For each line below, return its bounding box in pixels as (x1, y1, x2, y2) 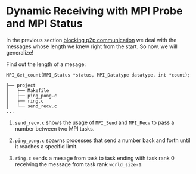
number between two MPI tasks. (14, 125, 95, 132)
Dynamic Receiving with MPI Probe (6, 4, 183, 18)
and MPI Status (6, 17, 83, 30)
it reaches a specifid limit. (14, 143, 79, 150)
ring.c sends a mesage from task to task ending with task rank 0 (14, 154, 175, 162)
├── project (6, 82, 36, 88)
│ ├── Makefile (6, 87, 49, 93)
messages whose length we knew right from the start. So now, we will (6, 43, 178, 50)
